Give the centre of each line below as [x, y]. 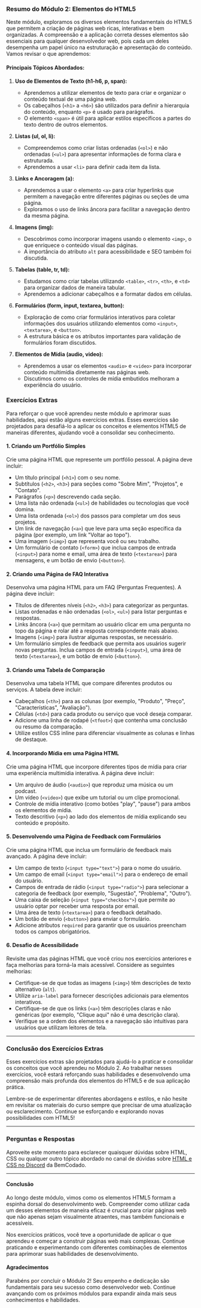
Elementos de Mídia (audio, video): [59, 354]
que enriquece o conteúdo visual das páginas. [81, 245]
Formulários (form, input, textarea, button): [69, 305]
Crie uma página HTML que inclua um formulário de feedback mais [89, 849]
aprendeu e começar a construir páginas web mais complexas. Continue [96, 1241]
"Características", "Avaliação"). [53, 708]
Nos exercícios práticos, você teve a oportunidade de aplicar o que [89, 1234]
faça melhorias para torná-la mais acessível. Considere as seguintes [90, 965]
